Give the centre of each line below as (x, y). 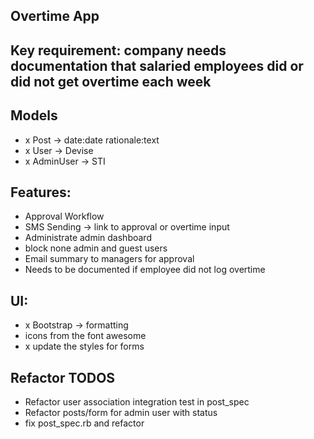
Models (34, 115)
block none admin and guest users (96, 248)
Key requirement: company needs (118, 50)
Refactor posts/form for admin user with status (121, 413)
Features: (41, 192)
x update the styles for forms (84, 346)
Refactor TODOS (63, 377)
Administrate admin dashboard (88, 238)
